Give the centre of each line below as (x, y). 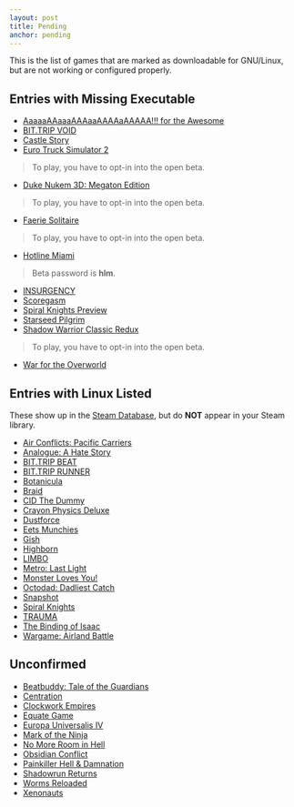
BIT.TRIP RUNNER (56, 471)
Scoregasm (44, 300)
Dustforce (41, 520)
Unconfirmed (48, 665)
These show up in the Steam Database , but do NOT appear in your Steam (147, 415)
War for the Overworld (65, 365)
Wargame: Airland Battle (68, 636)
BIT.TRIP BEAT (50, 462)
